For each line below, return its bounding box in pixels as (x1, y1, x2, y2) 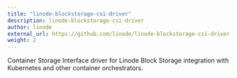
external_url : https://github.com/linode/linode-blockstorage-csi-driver (7, 30, 231, 38)
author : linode (7, 23, 53, 30)
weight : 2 (7, 37, 37, 44)
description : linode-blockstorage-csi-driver (7, 17, 144, 24)
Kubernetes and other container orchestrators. (7, 64, 143, 72)
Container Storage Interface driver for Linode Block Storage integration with (7, 56, 229, 65)
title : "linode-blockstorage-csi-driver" (7, 10, 132, 18)
